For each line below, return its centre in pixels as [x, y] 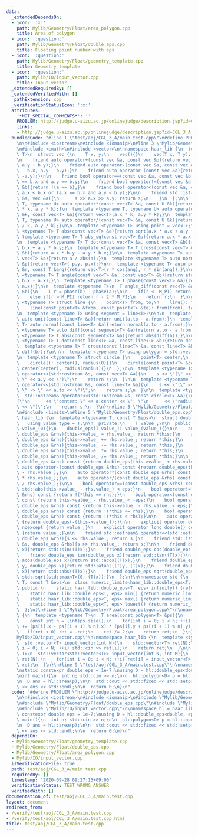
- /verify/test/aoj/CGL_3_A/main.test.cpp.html [66, 818]
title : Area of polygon [46, 34]
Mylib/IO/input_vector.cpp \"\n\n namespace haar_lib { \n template [100, 637]
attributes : [26, 110]
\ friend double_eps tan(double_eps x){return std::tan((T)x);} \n [104, 555]
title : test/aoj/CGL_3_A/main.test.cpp [55, 824]
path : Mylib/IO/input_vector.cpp [58, 77]
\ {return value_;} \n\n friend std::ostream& [77, 533]
